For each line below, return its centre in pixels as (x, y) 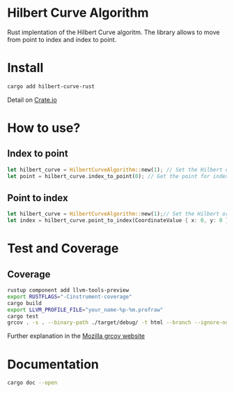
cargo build (24, 303)
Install (25, 68)
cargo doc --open (32, 383)
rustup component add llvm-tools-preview (68, 290)
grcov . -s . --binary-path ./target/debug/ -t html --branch (99, 322)
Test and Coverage (63, 249)
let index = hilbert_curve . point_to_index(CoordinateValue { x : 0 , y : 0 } (118, 221)
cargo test (23, 316)
